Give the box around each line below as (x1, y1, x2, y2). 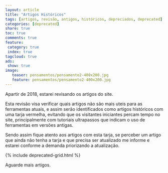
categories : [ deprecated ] (5, 21, 59, 27)
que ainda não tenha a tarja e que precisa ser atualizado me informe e (5, 137, 150, 143)
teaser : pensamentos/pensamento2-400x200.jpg (12, 73, 109, 78)
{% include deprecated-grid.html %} (5, 152, 81, 158)
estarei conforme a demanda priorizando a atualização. (5, 142, 120, 148)
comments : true (5, 36, 37, 41)
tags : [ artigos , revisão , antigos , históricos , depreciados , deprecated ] (5, 17, 163, 22)
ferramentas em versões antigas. (5, 122, 74, 128)
